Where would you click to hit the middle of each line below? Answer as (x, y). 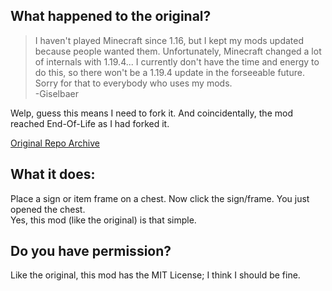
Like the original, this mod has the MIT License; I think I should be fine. (155, 275)
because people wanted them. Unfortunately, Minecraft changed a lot (178, 51)
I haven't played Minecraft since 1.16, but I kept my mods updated (169, 40)
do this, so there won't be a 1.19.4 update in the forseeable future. (169, 72)
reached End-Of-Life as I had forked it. (90, 123)
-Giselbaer (57, 93)
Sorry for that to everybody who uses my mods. (133, 83)
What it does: (53, 174)
